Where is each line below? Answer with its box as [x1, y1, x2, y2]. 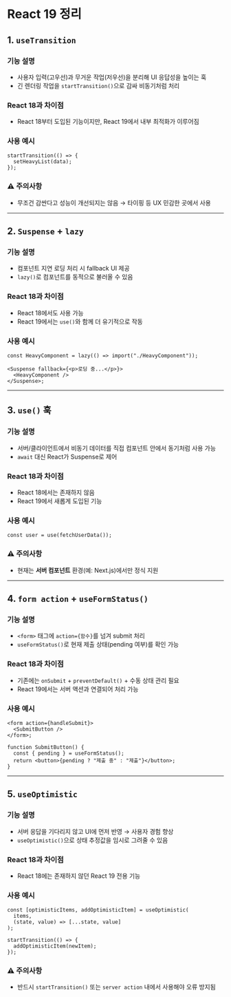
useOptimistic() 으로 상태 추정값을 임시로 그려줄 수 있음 [16, 836, 168, 844]
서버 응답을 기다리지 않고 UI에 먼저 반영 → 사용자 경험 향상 [16, 827, 174, 835]
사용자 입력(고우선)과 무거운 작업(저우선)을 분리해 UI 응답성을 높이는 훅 [16, 73, 207, 81]
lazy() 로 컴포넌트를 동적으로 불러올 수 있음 [16, 273, 133, 281]
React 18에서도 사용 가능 [16, 308, 84, 317]
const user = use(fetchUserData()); [7, 532, 112, 539]
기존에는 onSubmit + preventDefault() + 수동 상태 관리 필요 [16, 676, 180, 684]
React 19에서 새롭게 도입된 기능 [16, 497, 102, 505]
